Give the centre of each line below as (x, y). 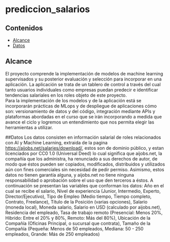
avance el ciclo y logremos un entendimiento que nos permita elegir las (80, 122)
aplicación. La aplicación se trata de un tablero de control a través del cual (83, 84)
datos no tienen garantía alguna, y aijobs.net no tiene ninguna (70, 175)
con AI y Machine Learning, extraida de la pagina (57, 142)
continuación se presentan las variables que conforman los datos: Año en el (84, 185)
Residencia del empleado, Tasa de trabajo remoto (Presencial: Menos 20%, (84, 212)
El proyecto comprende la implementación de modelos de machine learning (84, 73)
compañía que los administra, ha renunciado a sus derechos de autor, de (81, 158)
